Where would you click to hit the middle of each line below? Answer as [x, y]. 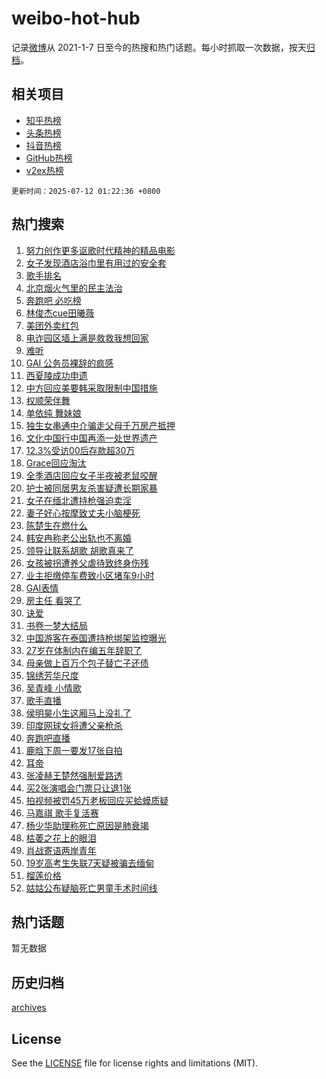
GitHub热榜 [49, 158]
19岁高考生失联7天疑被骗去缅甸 [90, 863]
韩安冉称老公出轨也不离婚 [78, 538]
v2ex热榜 [44, 170]
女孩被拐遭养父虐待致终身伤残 [87, 563]
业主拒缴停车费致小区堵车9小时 [90, 575]
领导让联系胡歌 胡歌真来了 [79, 550]
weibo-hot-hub [76, 18]
